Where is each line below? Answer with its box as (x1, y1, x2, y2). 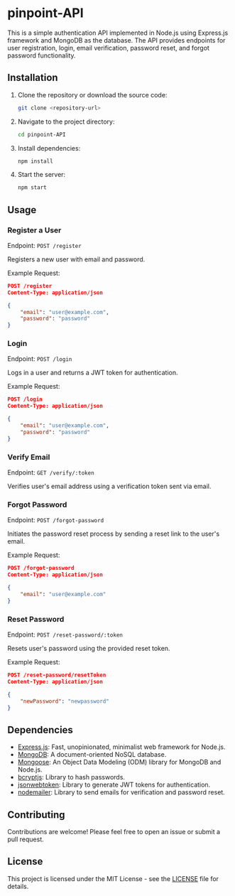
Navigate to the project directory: (17, 117, 115, 126)
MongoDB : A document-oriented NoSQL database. (17, 750, 167, 759)
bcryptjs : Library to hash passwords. (17, 773, 126, 782)
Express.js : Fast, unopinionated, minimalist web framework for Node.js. (17, 743, 226, 751)
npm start (17, 184, 48, 191)
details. (7, 882, 29, 890)
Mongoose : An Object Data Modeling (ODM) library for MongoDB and (17, 758, 222, 767)
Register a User (7, 225, 62, 235)
